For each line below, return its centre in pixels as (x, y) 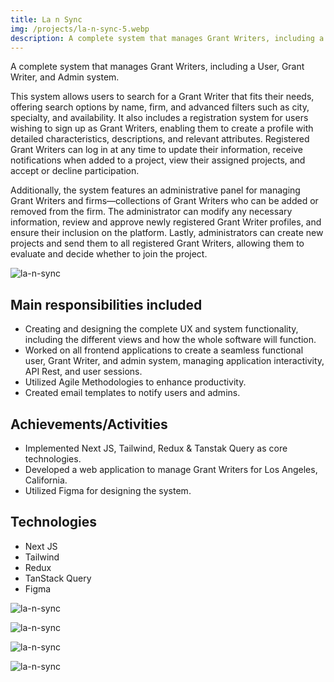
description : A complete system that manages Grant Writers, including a (167, 38)
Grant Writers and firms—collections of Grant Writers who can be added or (164, 201)
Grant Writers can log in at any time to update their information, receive (157, 150)
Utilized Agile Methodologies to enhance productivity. (135, 382)
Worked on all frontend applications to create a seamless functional (164, 350)
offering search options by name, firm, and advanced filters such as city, (160, 107)
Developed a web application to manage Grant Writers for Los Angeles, (171, 469)
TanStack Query (58, 578)
